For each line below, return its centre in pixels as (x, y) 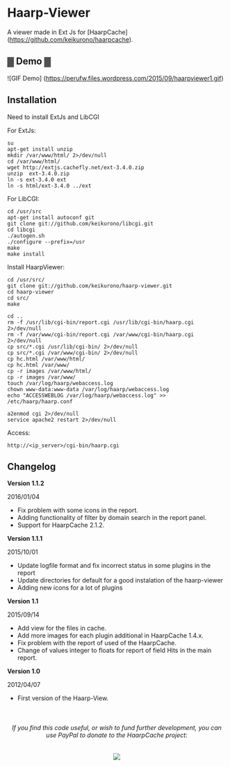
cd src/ (18, 298)
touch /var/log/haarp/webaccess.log (60, 383)
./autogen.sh (26, 236)
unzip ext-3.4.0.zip (39, 173)
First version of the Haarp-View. (63, 698)
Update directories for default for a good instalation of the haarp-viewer (120, 580)
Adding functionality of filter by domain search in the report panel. (112, 518)
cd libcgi (22, 230)
